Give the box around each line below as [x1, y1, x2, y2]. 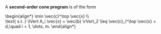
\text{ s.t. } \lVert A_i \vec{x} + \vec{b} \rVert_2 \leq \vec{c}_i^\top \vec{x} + [5, 19, 156, 24]
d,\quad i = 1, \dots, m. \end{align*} [5, 23, 76, 29]
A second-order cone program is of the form [5, 4, 97, 10]
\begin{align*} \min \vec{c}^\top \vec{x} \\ [5, 13, 89, 19]
